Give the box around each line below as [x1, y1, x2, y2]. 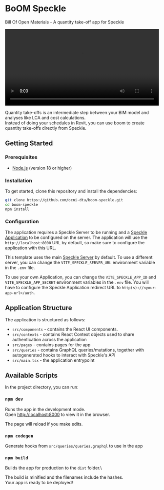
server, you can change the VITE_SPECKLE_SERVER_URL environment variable [5, 259, 155, 265]
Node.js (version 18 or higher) [12, 165, 72, 171]
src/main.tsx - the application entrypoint [12, 357, 95, 363]
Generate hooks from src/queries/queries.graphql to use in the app [5, 443, 143, 449]
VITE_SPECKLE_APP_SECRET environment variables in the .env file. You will [5, 279, 149, 285]
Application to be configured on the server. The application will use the [5, 235, 148, 240]
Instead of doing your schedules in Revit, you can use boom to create [5, 120, 145, 126]
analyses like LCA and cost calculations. [5, 115, 86, 120]
